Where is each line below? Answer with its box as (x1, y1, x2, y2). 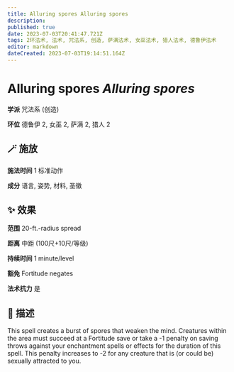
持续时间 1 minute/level (7, 254, 74, 263)
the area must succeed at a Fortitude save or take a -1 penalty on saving (7, 334, 218, 343)
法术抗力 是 (7, 285, 40, 293)
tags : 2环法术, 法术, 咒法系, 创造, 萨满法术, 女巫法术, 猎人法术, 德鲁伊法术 (7, 37, 217, 44)
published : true (7, 23, 55, 31)
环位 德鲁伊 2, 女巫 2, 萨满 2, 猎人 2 (7, 120, 111, 128)
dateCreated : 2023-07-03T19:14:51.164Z (7, 50, 126, 58)
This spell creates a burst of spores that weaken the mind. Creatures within (7, 327, 227, 335)
